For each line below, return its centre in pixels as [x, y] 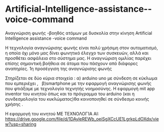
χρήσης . [14, 104]
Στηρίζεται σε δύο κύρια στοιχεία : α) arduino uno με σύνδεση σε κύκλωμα [81, 78]
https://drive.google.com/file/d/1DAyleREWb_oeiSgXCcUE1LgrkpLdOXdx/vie [82, 119]
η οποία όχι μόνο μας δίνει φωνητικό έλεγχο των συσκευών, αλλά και [77, 53]
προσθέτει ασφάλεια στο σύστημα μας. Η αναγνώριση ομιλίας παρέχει [78, 58]
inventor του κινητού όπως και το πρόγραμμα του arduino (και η [70, 94]
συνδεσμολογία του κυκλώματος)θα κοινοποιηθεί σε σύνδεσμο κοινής [77, 99]
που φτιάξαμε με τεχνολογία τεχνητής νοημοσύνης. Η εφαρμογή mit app [80, 88]
